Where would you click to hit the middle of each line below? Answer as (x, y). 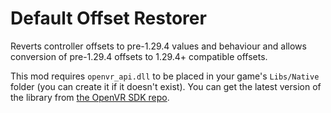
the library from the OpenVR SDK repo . (90, 97)
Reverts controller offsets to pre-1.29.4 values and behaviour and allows (158, 46)
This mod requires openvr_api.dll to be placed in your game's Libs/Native (165, 76)
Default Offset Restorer (108, 18)
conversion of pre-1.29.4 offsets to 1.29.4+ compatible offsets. (139, 56)
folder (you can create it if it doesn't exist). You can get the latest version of (166, 86)
